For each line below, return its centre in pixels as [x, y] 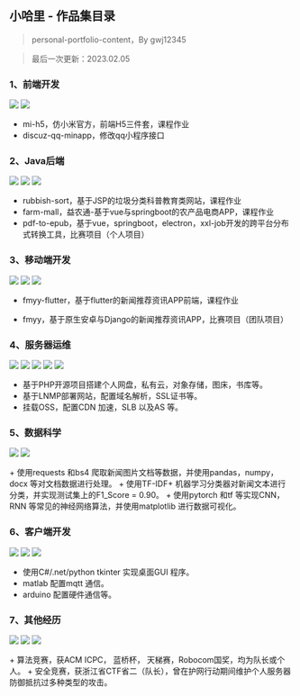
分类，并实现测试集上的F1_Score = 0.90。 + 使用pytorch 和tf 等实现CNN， [147, 495]
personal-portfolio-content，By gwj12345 [109, 40]
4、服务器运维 [41, 345]
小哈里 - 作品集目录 [62, 16]
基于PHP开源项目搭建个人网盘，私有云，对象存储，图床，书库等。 [145, 384]
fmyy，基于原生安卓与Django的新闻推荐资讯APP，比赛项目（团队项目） [155, 319]
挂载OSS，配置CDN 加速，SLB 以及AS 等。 [102, 407]
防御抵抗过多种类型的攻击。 [61, 682]
